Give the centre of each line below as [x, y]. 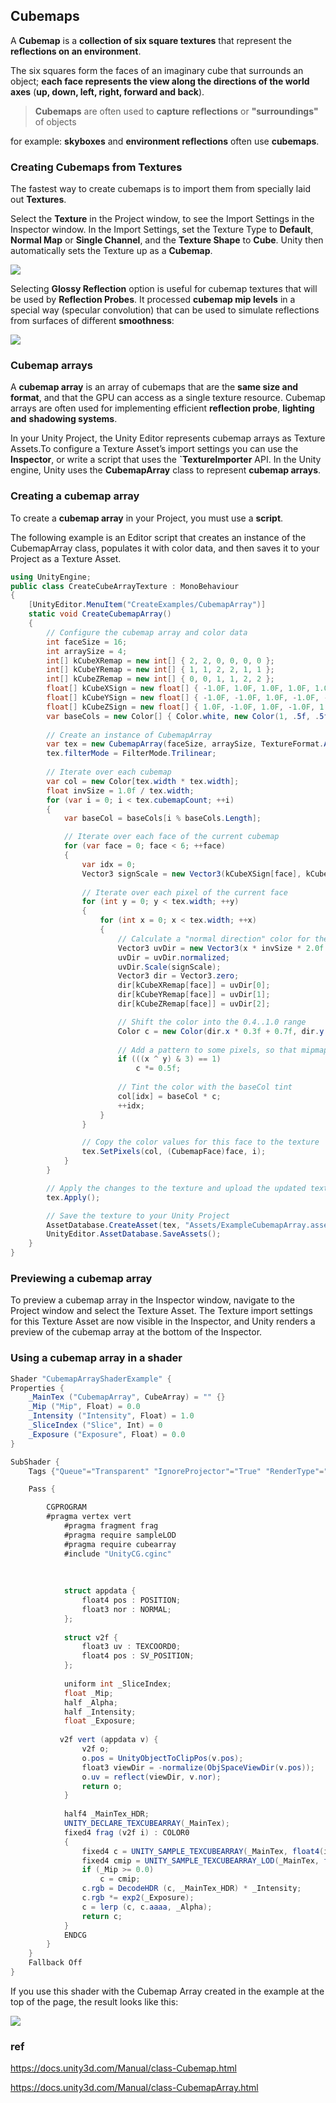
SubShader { [35, 1462]
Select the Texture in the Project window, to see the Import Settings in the [162, 219]
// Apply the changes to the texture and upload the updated [176, 1188]
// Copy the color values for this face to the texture [200, 1142]
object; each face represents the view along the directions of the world [160, 81]
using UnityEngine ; [51, 577]
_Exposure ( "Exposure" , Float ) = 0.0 [107, 1434]
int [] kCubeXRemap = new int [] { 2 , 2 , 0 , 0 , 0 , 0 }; [160, 660]
